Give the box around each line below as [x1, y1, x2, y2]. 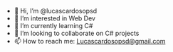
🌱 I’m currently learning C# [14, 22, 93, 30]
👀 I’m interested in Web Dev [14, 14, 96, 22]
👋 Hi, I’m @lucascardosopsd [14, 7, 98, 15]
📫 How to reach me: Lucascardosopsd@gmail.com [14, 37, 166, 45]
